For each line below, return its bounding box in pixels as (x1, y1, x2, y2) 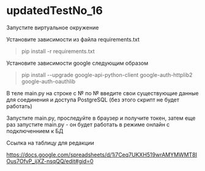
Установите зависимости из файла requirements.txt (6, 35, 140, 43)
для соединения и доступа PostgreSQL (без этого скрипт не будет (6, 96, 179, 103)
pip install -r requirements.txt (21, 47, 95, 55)
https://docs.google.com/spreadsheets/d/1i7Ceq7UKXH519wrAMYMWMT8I (6, 151, 198, 158)
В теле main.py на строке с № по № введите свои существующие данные (6, 89, 199, 96)
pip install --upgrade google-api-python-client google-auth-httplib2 (21, 71, 193, 78)
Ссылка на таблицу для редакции (6, 139, 94, 147)
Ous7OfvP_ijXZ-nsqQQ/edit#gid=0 (6, 157, 94, 165)
